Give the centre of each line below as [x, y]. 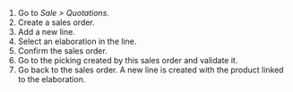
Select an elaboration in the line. [77, 41]
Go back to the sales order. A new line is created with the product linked [151, 70]
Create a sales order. [56, 22]
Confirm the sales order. [62, 51]
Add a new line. [47, 32]
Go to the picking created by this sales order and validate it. [128, 60]
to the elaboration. [52, 79]
